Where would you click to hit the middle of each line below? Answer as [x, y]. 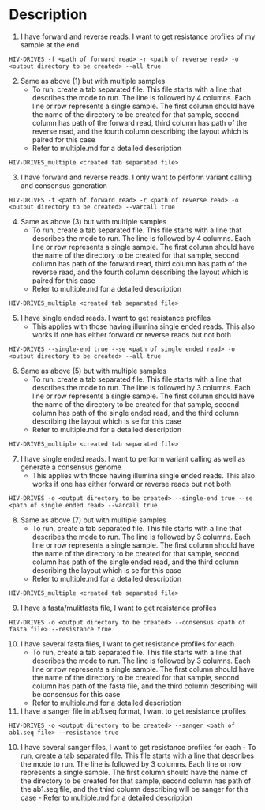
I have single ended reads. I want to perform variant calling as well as [133, 458]
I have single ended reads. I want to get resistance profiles [116, 318]
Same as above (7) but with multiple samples [93, 520]
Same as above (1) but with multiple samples [93, 81]
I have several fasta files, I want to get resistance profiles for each [127, 644]
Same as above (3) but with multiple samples [93, 221]
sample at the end [50, 44]
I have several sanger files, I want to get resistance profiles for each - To [138, 747]
